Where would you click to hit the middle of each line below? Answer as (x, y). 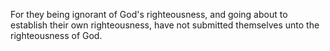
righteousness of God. (56, 35)
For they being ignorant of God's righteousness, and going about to (149, 14)
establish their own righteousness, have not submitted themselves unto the (165, 25)
